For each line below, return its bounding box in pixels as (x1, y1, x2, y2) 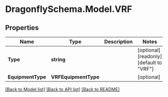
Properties (5, 23, 39, 32)
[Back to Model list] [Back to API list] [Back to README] (5, 86, 120, 92)
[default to (137, 59, 162, 66)
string (50, 56, 66, 63)
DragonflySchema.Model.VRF (5, 3, 132, 15)
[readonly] (137, 53, 162, 59)
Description (104, 38, 133, 45)
